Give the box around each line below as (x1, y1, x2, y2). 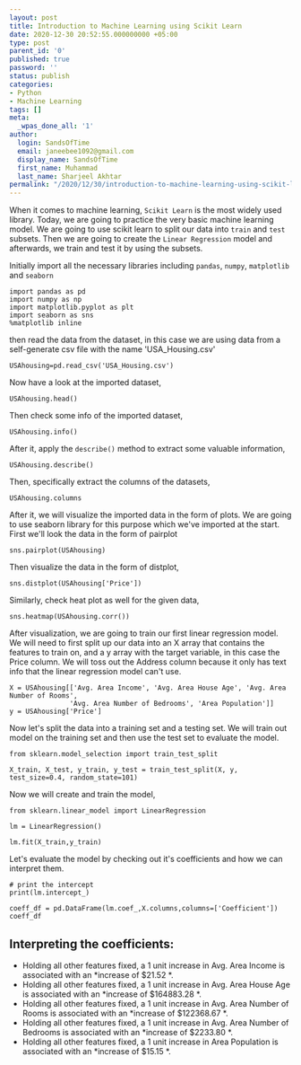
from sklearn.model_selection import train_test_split (9, 750, 219, 759)
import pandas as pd (9, 287, 87, 296)
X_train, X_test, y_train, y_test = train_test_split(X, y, (9, 765, 239, 775)
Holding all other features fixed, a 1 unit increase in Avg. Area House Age (21, 979, 291, 990)
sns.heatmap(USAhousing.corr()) (9, 612, 130, 621)
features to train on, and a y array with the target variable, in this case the (9, 647, 280, 658)
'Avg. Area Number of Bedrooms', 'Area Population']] (69, 700, 275, 709)
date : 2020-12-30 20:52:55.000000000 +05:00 (9, 30, 178, 39)
